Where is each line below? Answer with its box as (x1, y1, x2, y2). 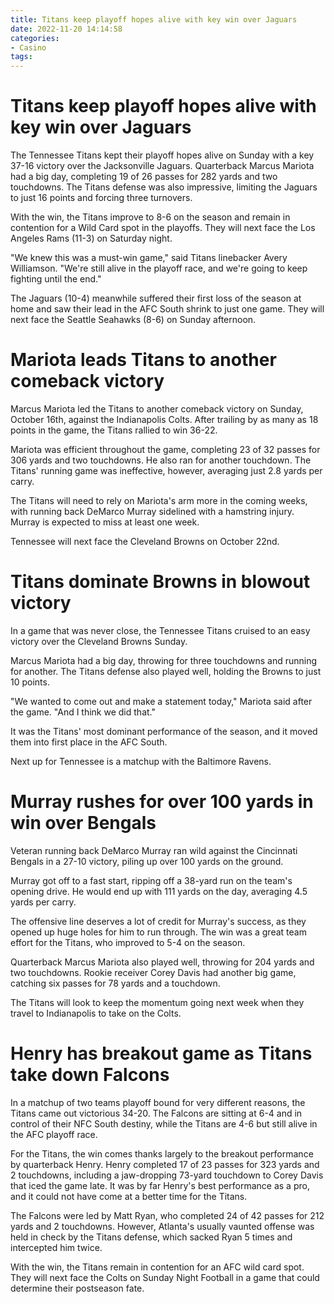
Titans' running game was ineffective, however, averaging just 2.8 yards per (10, 465, 323, 476)
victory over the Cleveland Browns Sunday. (10, 635, 188, 647)
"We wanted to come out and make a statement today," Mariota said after (10, 695, 313, 707)
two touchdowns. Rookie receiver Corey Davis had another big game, (10, 966, 297, 978)
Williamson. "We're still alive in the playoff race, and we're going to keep (10, 262, 308, 275)
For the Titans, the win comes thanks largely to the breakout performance (10, 1147, 314, 1160)
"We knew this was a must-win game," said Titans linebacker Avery (10, 252, 288, 264)
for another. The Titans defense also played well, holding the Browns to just (10, 665, 322, 677)
